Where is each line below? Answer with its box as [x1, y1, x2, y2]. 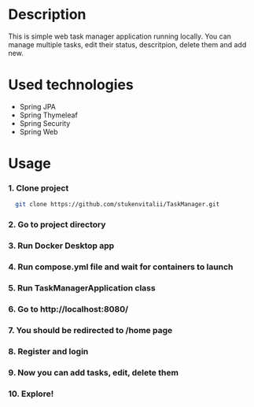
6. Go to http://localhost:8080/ [8, 303, 129, 314]
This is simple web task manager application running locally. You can [8, 31, 232, 41]
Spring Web [19, 127, 58, 136]
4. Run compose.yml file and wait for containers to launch [8, 261, 234, 272]
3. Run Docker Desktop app [8, 240, 115, 251]
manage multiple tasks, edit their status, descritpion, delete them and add [8, 39, 247, 49]
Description [8, 6, 87, 24]
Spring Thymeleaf [19, 110, 79, 120]
